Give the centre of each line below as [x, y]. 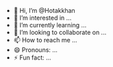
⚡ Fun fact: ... [32, 57]
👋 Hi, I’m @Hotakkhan [44, 11]
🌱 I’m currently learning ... [50, 25]
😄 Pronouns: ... [36, 50]
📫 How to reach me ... [45, 40]
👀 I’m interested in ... [42, 18]
